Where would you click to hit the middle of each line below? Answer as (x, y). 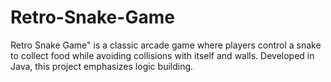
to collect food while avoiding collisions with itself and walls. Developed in (162, 55)
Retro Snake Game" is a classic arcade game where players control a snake (166, 45)
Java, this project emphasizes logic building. (102, 66)
